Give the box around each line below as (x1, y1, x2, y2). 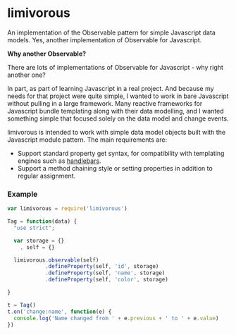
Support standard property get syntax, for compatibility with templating (17, 149, 225, 157)
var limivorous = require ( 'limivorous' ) (7, 205, 128, 212)
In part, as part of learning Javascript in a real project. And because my (7, 84, 214, 92)
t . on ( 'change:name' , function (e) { (7, 308, 112, 315)
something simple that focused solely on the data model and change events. (7, 114, 229, 123)
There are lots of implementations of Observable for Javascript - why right (7, 63, 224, 71)
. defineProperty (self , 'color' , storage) (44, 276, 169, 284)
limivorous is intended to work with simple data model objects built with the (7, 128, 226, 136)
